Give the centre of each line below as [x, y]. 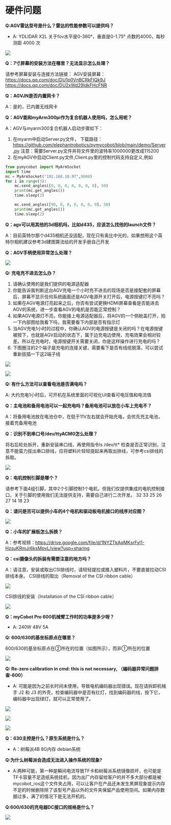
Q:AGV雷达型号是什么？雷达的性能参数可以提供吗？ [60, 26]
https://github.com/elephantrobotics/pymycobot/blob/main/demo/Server [89, 145]
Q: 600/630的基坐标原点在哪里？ [40, 637]
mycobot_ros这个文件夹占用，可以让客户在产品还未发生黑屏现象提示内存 [89, 783]
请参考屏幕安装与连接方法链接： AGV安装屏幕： [55, 74]
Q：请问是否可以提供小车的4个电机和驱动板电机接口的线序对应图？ [76, 511]
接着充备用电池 [21, 423]
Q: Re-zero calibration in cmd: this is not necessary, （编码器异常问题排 [82, 668]
